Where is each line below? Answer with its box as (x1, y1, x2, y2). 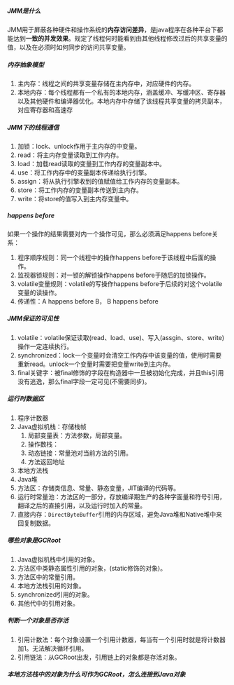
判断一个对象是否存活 (7, 616, 68, 625)
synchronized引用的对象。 (17, 590, 94, 599)
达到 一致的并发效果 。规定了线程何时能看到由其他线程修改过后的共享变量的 (13, 34, 228, 42)
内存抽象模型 (7, 60, 44, 69)
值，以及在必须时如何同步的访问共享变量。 (7, 43, 130, 51)
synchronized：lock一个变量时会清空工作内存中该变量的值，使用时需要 (17, 351, 222, 359)
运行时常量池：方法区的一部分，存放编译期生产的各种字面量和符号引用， (17, 492, 226, 501)
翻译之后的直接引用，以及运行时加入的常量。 (17, 501, 147, 510)
